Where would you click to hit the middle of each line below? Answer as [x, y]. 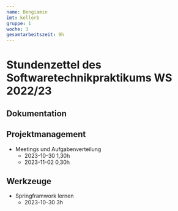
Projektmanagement [46, 134]
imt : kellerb [23, 18]
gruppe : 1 [19, 23]
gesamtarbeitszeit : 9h [35, 35]
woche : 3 [17, 29]
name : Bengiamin [27, 12]
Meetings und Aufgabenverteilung [58, 149]
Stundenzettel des [54, 65]
